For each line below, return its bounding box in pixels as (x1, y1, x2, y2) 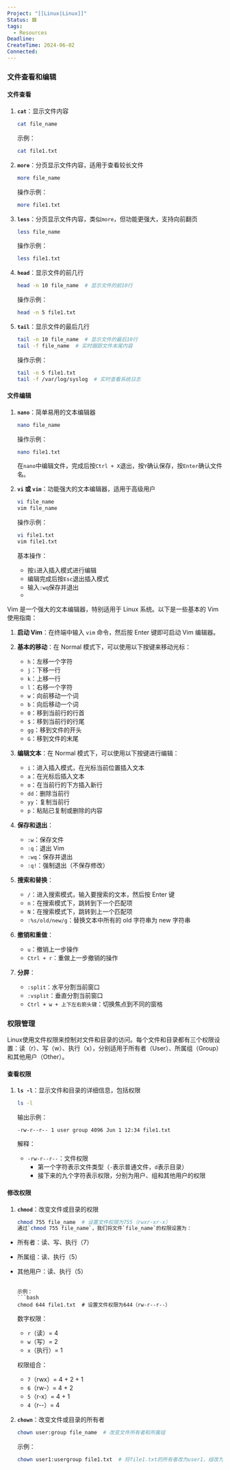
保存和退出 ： (16, 820, 53, 829)
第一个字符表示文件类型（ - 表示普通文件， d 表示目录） (37, 1163, 188, 1171)
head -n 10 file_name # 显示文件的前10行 (16, 282, 133, 289)
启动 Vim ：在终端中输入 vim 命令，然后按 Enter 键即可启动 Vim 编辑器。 (16, 628, 220, 636)
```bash (16, 1295, 39, 1301)
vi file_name (16, 498, 55, 506)
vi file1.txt (16, 532, 55, 539)
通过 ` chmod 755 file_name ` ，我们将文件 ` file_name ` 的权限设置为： (16, 1225, 192, 1232)
